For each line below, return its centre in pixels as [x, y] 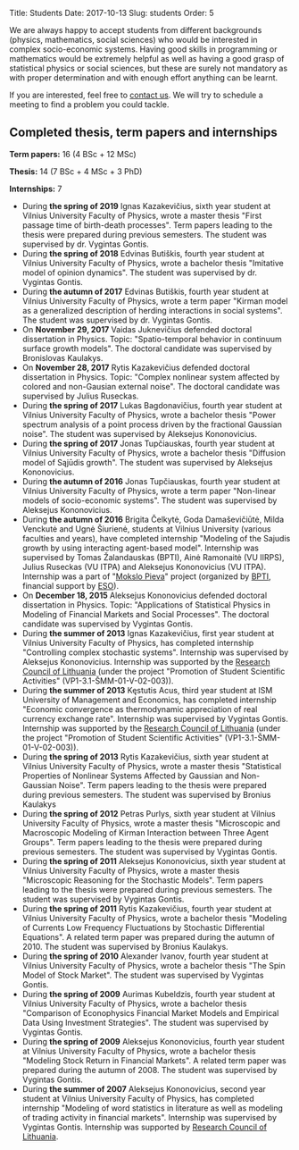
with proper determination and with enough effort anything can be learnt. [144, 78]
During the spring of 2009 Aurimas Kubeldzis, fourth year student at [149, 994]
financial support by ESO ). [70, 585]
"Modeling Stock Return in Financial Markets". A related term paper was [154, 1060]
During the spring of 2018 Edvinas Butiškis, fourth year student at [143, 253]
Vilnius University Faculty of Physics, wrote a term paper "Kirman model [155, 301]
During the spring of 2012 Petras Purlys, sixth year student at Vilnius [149, 813]
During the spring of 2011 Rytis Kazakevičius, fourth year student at [147, 908]
